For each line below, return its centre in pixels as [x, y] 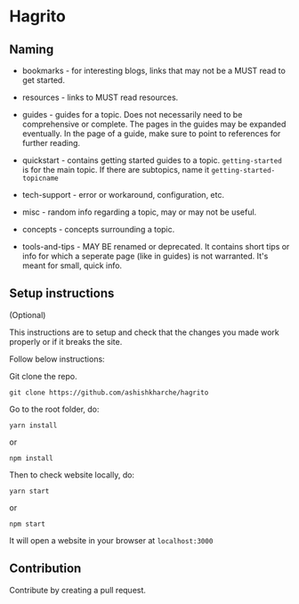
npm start [28, 524]
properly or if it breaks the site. [66, 341]
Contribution [45, 569]
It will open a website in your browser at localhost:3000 [111, 540]
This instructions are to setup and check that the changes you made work [145, 332]
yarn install [33, 425]
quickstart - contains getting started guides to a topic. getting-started [152, 160]
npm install [31, 458]
